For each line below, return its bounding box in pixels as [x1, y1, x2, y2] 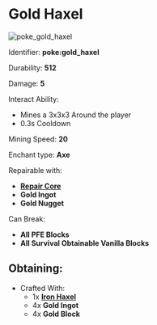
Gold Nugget [19, 198, 65, 208]
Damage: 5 [8, 78, 45, 88]
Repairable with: [8, 165, 62, 175]
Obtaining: [8, 262, 63, 276]
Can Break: [8, 213, 46, 223]
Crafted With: [19, 283, 66, 293]
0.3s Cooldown [19, 118, 71, 128]
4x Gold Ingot [32, 300, 79, 310]
